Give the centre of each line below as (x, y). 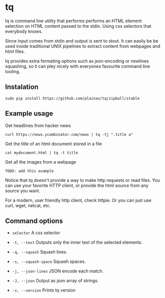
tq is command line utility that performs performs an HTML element (73, 21)
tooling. (13, 71)
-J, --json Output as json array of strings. (55, 281)
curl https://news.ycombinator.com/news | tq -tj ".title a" (69, 134)
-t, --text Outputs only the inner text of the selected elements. (77, 242)
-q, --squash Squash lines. (40, 252)
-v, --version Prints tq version (44, 290)
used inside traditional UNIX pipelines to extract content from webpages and (83, 46)
